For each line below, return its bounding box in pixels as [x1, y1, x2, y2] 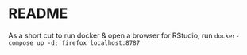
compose [8, 38, 34, 47]
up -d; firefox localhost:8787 [37, 38, 141, 47]
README [8, 5, 68, 23]
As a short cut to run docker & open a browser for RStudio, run [8, 31, 213, 40]
